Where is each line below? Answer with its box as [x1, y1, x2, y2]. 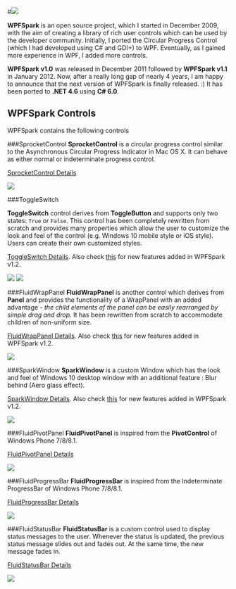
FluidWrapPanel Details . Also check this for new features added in [7, 331, 199, 340]
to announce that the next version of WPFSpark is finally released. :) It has [7, 80, 223, 88]
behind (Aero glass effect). [7, 381, 85, 389]
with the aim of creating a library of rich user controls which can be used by [7, 29, 228, 37]
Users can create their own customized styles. [7, 239, 142, 247]
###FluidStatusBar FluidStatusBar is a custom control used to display [7, 524, 211, 533]
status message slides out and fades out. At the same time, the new [7, 539, 204, 548]
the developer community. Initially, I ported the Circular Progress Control [7, 36, 217, 44]
